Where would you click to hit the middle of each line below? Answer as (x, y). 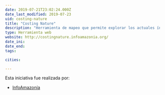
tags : (11, 51)
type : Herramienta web (28, 32)
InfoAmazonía (26, 88)
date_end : (15, 46)
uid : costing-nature (26, 19)
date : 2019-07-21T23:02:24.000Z (38, 10)
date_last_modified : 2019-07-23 (38, 14)
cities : (13, 60)
